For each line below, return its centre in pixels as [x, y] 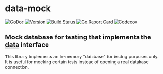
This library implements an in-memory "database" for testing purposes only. [82, 56]
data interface [27, 45]
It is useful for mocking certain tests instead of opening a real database [77, 62]
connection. [17, 67]
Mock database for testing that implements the [78, 37]
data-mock [28, 9]
